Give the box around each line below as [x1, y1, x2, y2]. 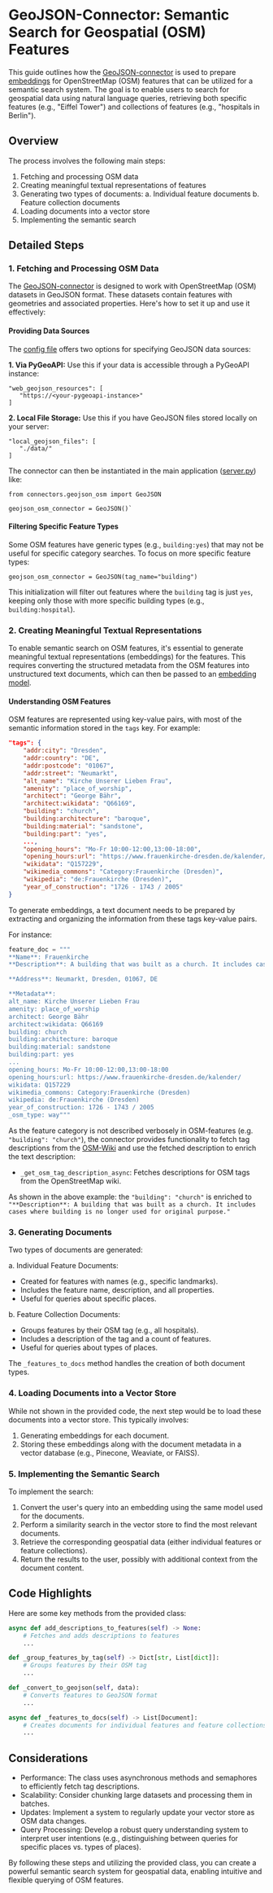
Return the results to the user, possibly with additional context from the [19, 1554, 258, 1564]
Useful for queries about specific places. [19, 1293, 157, 1304]
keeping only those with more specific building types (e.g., [8, 595, 205, 605]
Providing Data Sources [8, 326, 90, 336]
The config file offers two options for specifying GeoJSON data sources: [8, 344, 251, 354]
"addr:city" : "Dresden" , [23, 747, 107, 755]
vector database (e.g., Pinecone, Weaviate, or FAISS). [19, 1447, 200, 1457]
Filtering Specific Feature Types [8, 521, 119, 531]
